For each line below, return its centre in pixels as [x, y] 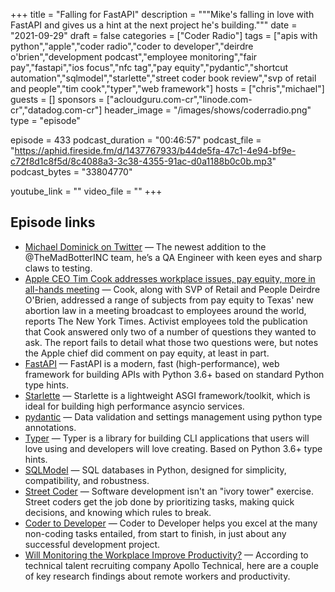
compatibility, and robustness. [87, 480]
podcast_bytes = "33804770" [71, 172]
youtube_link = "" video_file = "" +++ [86, 191]
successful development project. [92, 544]
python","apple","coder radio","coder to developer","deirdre [132, 46]
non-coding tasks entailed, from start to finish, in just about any [155, 533]
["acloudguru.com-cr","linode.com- [179, 99]
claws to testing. [58, 268]
